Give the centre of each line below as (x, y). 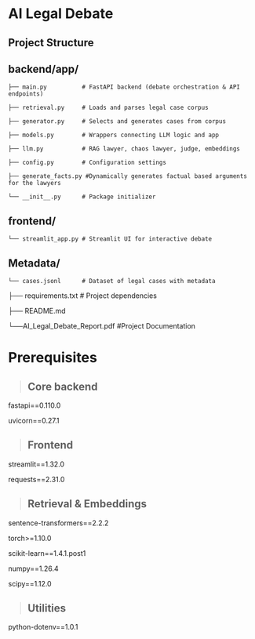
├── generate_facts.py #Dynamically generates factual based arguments (127, 176)
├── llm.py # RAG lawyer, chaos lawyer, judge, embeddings (124, 149)
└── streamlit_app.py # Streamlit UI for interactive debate (110, 239)
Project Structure (51, 43)
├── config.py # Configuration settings (87, 163)
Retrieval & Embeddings (87, 504)
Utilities (47, 608)
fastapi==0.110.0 (35, 405)
